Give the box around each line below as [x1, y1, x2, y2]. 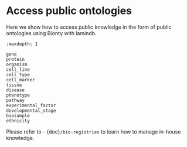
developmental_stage [6, 107, 57, 114]
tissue [6, 82, 22, 88]
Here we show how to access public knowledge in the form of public [6, 23, 172, 30]
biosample [6, 112, 30, 118]
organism [6, 61, 28, 67]
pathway [6, 97, 25, 103]
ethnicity [6, 118, 30, 124]
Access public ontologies [6, 4, 132, 18]
